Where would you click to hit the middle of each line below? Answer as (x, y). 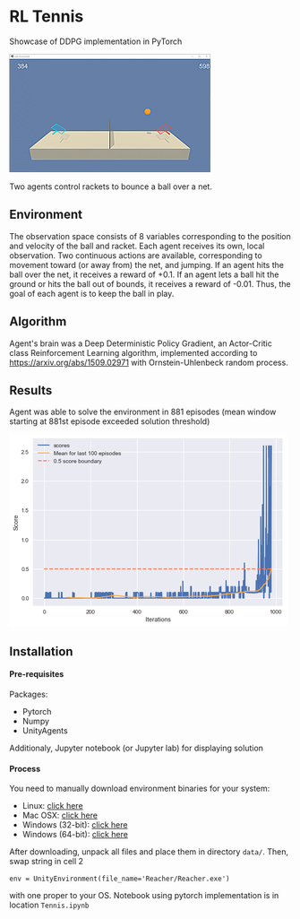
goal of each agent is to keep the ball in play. (92, 293)
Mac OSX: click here (60, 815)
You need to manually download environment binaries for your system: (140, 789)
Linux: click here (52, 806)
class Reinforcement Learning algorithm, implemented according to (133, 352)
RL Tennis (47, 17)
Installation (41, 651)
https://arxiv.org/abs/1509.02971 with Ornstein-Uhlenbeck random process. (149, 362)
